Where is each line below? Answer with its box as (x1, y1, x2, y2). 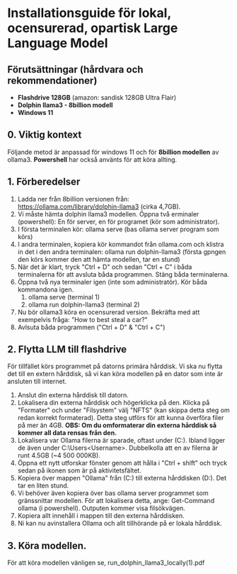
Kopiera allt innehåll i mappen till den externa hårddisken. (17, 512, 185, 520)
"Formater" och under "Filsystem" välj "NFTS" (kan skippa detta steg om (17, 406, 230, 414)
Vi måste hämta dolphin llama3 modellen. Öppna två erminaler (17, 209, 200, 218)
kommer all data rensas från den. (17, 429, 117, 437)
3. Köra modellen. (7, 539, 87, 551)
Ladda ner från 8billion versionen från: (17, 194, 129, 203)
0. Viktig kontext (7, 129, 82, 141)
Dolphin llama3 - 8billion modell (17, 101, 113, 109)
